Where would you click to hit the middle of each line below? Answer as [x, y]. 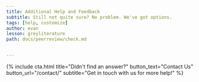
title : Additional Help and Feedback [53, 12]
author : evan [22, 28]
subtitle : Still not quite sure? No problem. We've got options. [89, 17]
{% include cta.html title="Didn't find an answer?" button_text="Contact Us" [100, 67]
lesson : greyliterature [36, 34]
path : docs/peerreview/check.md [46, 39]
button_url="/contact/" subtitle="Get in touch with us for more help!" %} [95, 73]
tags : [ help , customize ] [37, 23]
